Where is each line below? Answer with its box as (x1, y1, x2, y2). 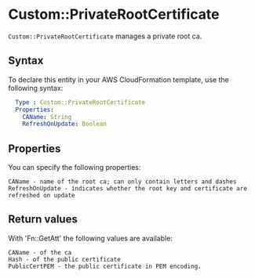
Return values (8, 213, 78, 226)
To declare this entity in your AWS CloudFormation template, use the (8, 74, 229, 84)
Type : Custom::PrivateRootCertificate (15, 98, 146, 107)
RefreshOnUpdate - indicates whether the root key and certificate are (8, 185, 247, 193)
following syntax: (8, 83, 64, 92)
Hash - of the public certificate (8, 255, 122, 263)
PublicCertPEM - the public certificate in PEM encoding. (8, 262, 202, 270)
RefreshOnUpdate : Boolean (22, 120, 107, 128)
